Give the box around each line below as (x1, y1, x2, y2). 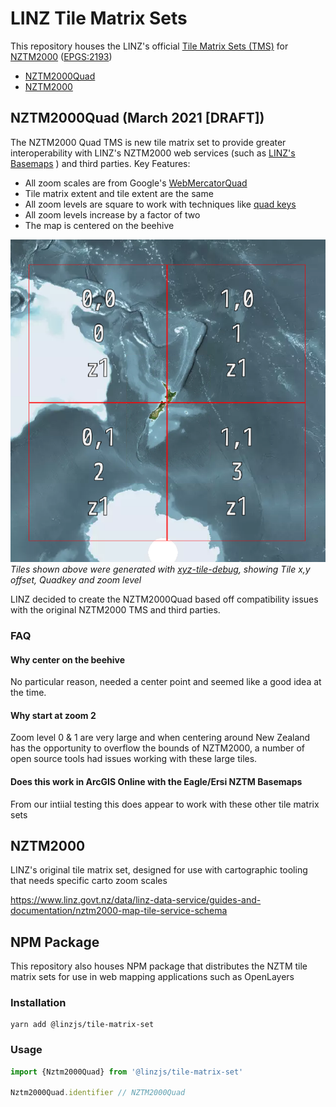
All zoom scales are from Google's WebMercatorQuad (24, 177, 248, 189)
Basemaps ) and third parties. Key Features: (10, 157, 191, 169)
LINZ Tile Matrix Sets (10, 7, 188, 30)
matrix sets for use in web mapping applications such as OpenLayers (10, 971, 295, 983)
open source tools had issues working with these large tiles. (10, 753, 258, 765)
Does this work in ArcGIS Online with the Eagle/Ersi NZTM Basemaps (10, 775, 303, 787)
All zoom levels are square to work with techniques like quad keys (24, 198, 297, 210)
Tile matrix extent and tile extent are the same (24, 187, 214, 199)
